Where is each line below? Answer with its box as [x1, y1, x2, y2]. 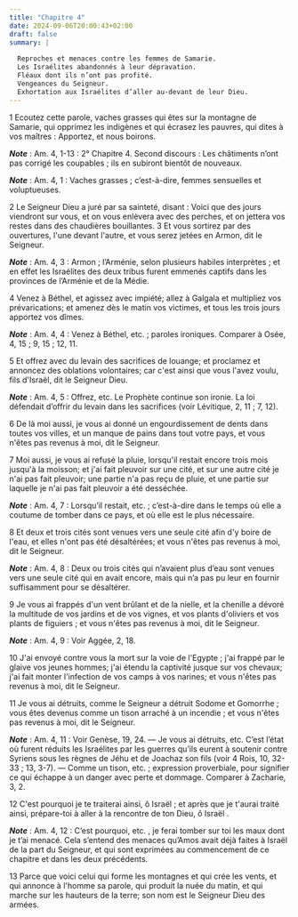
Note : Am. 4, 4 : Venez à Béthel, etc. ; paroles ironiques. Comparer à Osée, [9, 328, 286, 339]
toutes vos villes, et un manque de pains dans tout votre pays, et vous [9, 428, 265, 438]
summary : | [9, 37, 50, 47]
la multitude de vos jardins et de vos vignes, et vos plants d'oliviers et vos [9, 608, 279, 619]
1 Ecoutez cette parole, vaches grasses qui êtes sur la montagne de [9, 112, 257, 123]
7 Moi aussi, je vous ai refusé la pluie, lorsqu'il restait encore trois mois [9, 454, 269, 465]
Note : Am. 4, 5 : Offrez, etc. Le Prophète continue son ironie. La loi [9, 391, 255, 402]
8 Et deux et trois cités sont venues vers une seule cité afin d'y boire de [9, 527, 271, 537]
